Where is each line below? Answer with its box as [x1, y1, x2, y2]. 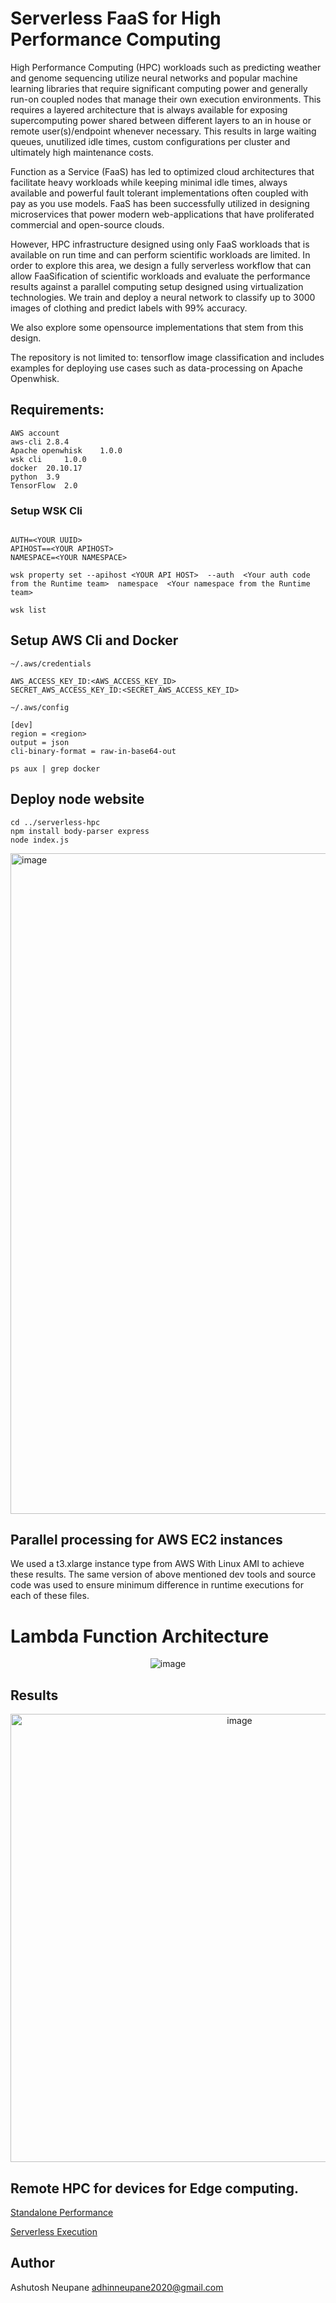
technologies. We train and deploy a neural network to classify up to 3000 [10, 291, 316, 303]
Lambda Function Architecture [10, 1625, 270, 1647]
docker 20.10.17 [10, 463, 83, 473]
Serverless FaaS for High [10, 7, 222, 30]
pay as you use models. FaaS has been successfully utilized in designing [10, 197, 310, 209]
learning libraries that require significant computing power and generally [10, 82, 308, 94]
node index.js [10, 835, 70, 845]
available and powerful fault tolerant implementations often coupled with [10, 187, 309, 199]
